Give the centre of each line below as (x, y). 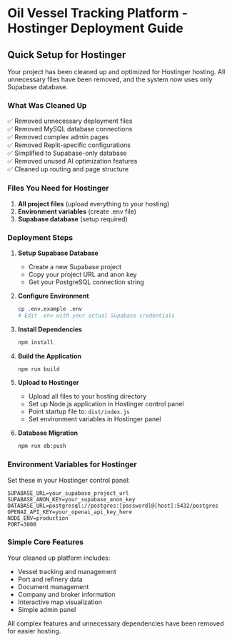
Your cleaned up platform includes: (59, 558)
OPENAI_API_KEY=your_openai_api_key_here (70, 512)
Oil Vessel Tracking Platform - (97, 13)
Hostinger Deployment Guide (96, 28)
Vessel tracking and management (67, 571)
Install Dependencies (50, 329)
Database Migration (48, 433)
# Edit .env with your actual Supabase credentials (96, 316)
